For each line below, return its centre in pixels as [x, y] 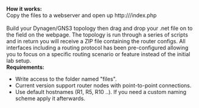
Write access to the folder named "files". [66, 79]
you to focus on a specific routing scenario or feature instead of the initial [98, 54]
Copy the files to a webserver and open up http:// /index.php [82, 15]
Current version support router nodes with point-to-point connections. [103, 85]
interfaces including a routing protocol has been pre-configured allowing [97, 48]
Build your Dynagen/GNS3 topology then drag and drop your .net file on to [100, 28]
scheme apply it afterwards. [50, 98]
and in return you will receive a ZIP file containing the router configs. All [96, 41]
